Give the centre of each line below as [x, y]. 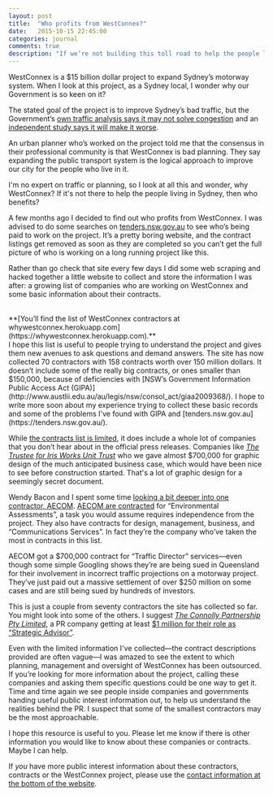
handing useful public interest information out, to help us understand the [130, 700]
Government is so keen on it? [57, 94]
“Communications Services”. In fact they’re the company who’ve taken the [133, 531]
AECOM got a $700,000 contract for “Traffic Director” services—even [125, 556]
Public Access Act [39, 388]
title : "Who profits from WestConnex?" [78, 24]
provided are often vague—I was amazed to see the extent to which [122, 657]
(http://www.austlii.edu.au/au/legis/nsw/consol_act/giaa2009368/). [121, 396]
